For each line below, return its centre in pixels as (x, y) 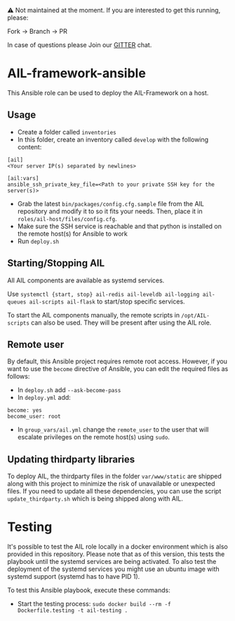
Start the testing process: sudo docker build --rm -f (94, 604)
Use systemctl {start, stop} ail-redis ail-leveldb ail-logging (103, 294)
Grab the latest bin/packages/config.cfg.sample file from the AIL (111, 203)
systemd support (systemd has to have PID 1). (74, 577)
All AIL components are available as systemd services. (86, 280)
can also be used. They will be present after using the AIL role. (121, 322)
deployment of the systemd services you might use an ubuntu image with (113, 569)
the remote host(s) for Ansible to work (73, 233)
